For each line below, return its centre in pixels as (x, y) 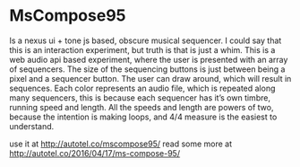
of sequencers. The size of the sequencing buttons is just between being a (147, 69)
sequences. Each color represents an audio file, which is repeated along (142, 88)
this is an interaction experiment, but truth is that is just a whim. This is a (142, 49)
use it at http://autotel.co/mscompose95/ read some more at (121, 144)
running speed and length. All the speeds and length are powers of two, (141, 107)
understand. (32, 126)
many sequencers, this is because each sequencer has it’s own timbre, (140, 97)
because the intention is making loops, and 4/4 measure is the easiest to (143, 117)
